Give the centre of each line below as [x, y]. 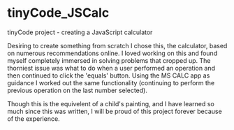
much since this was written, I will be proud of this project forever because [115, 111]
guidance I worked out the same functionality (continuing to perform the [111, 82]
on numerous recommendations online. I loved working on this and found [112, 53]
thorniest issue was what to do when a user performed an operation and [111, 68]
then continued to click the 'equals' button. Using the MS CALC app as [109, 75]
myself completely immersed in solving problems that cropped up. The [109, 60]
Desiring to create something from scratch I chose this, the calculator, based [117, 45]
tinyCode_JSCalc [58, 13]
